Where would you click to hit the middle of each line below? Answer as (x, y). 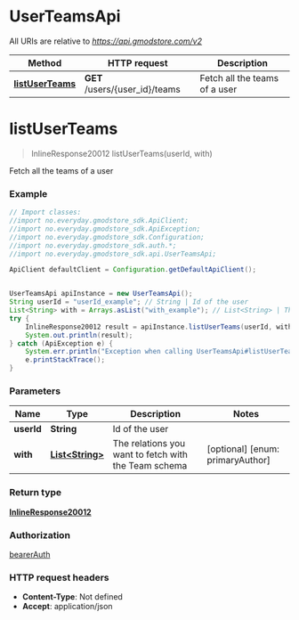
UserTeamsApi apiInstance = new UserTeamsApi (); (101, 294)
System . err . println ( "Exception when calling (109, 352)
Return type (36, 493)
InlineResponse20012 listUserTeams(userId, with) (122, 153)
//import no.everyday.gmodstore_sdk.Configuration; (107, 237)
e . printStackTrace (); (65, 360)
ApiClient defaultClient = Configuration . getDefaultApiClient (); (133, 270)
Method (45, 62)
